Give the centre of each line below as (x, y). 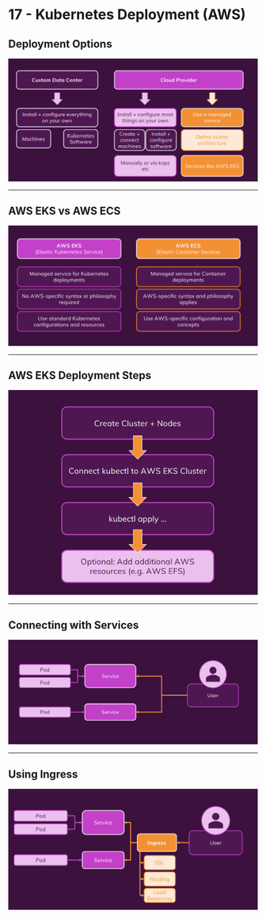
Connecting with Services (74, 625)
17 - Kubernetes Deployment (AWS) (127, 15)
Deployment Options (60, 44)
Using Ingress (43, 774)
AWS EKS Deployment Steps (80, 375)
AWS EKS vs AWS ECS (65, 210)
